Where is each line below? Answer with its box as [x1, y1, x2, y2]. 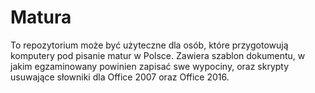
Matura [10, 6, 72, 29]
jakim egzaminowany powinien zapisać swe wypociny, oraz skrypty [10, 60, 290, 72]
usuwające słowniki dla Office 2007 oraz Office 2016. [10, 71, 230, 83]
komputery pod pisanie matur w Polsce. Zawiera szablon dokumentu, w [10, 49, 306, 61]
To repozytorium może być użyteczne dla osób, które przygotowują [10, 39, 289, 51]
